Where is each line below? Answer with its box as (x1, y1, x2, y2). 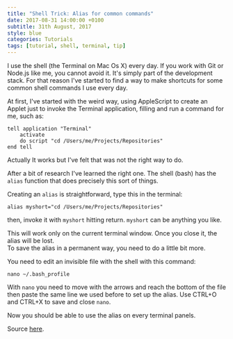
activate (19, 131, 45, 138)
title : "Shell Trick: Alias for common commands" (7, 10, 154, 17)
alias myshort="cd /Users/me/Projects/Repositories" (7, 204, 163, 210)
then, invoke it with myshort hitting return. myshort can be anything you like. (7, 216, 223, 224)
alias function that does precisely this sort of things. (7, 176, 159, 185)
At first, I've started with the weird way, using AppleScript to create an (7, 97, 208, 105)
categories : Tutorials (7, 36, 73, 43)
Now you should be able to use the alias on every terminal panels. (7, 311, 196, 320)
